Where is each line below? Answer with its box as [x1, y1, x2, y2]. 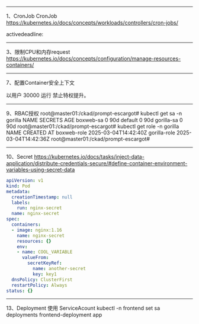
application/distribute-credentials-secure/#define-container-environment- [6, 160, 188, 166]
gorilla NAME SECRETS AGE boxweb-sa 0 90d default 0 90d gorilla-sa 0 [6, 117, 183, 123]
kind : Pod [6, 183, 31, 189]
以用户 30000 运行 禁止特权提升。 [6, 92, 89, 98]
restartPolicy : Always [11, 282, 68, 288]
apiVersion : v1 [6, 178, 44, 184]
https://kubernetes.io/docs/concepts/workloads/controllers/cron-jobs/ [6, 19, 179, 26]
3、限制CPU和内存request [6, 49, 70, 55]
